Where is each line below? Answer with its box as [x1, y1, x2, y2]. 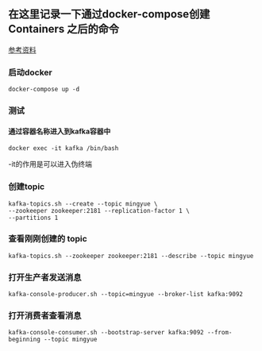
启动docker [8, 67, 53, 78]
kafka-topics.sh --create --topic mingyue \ [8, 199, 158, 208]
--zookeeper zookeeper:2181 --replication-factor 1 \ [8, 206, 191, 214]
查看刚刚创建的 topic [8, 233, 87, 245]
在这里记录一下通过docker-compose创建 [8, 7, 210, 21]
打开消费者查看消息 [8, 310, 82, 322]
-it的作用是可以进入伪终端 [8, 160, 93, 169]
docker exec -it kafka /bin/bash [8, 145, 119, 152]
